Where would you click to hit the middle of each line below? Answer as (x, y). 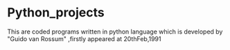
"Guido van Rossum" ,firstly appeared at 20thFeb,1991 (84, 38)
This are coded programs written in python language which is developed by (115, 32)
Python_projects (56, 13)
